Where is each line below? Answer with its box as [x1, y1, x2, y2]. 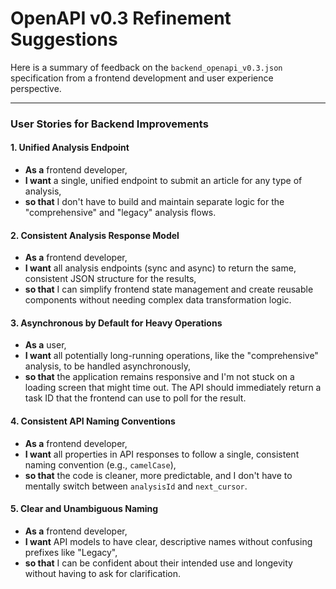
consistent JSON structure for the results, [24, 273, 197, 285]
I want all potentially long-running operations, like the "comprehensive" [24, 350, 319, 362]
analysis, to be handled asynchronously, [24, 360, 191, 372]
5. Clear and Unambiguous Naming [10, 503, 159, 515]
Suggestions [10, 28, 118, 51]
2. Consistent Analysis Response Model [10, 229, 180, 241]
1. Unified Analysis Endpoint [10, 142, 130, 154]
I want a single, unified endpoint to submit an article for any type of [24, 175, 303, 187]
